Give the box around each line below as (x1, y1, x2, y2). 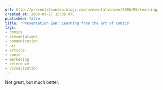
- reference (5, 61, 29, 66)
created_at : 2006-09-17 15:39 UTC (5, 12, 75, 17)
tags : (5, 25, 16, 30)
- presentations (5, 35, 38, 39)
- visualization (5, 66, 38, 71)
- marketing (5, 57, 29, 62)
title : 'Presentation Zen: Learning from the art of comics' (5, 20, 131, 26)
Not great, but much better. (5, 79, 60, 85)
